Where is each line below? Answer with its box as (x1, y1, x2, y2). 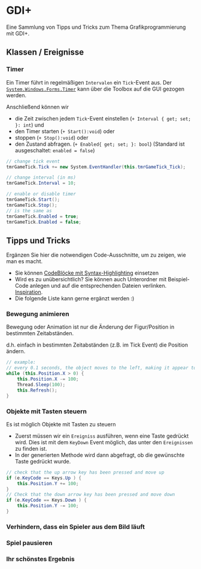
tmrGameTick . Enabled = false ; (6, 219, 82, 225)
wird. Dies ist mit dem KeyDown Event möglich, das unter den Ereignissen (14, 438, 193, 445)
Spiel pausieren (6, 538, 53, 547)
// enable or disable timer (6, 191, 77, 197)
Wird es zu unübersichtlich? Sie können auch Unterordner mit (14, 276, 167, 283)
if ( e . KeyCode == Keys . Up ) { (6, 475, 82, 481)
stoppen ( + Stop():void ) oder (14, 134, 89, 141)
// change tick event (6, 158, 60, 164)
